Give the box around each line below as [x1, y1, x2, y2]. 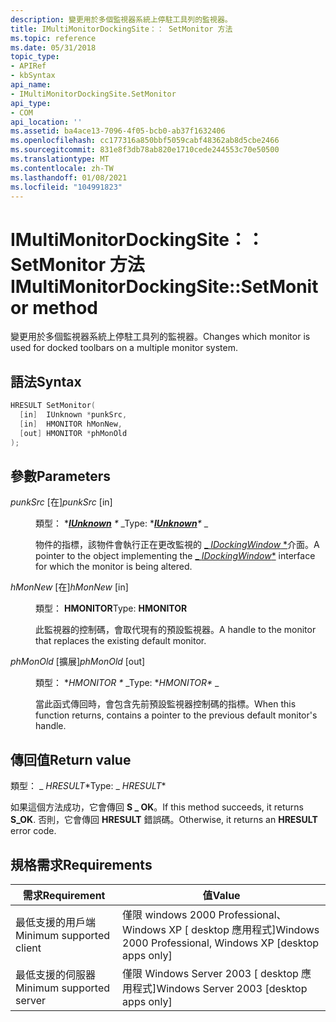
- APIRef [10, 61, 47, 71]
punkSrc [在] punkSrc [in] [10, 496, 113, 508]
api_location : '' [10, 117, 83, 127]
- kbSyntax [10, 71, 56, 81]
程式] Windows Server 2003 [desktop [132, 981, 308, 995]
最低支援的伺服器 [15, 967, 97, 981]
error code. [10, 825, 57, 837]
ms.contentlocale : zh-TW [10, 163, 114, 173]
